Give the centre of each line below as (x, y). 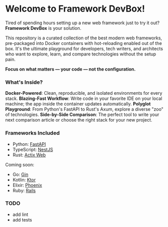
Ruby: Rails (24, 190)
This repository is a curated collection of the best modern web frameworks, (84, 38)
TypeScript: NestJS (33, 149)
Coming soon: (20, 164)
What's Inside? (24, 82)
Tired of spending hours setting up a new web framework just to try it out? (82, 23)
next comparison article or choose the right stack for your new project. (79, 120)
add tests (22, 219)
